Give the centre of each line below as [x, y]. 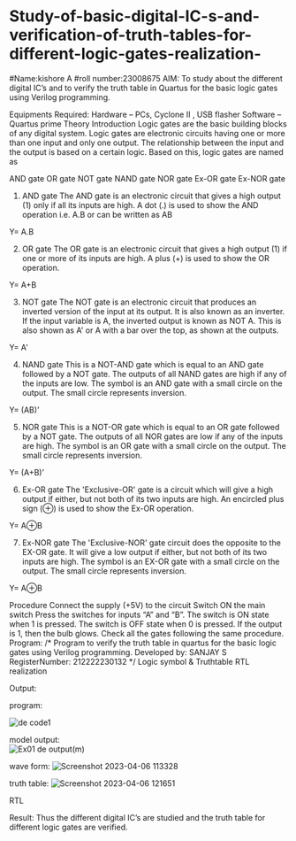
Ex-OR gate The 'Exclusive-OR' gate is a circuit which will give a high [148, 490]
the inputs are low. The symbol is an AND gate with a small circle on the [152, 383]
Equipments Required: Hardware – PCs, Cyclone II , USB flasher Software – [145, 114]
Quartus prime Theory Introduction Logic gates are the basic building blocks [148, 123]
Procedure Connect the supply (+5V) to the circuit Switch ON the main [137, 605]
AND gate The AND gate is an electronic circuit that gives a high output [151, 196]
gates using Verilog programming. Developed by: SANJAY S [118, 652]
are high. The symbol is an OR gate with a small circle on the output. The [154, 445]
